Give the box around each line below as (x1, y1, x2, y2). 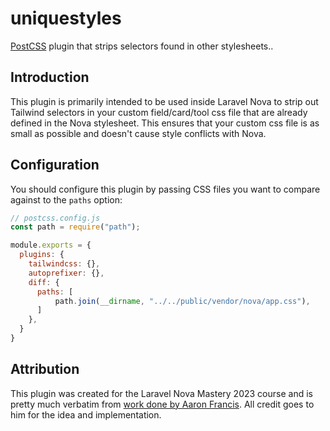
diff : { (28, 277, 60, 287)
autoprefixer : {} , (28, 268, 105, 278)
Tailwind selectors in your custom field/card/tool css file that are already (10, 106, 308, 118)
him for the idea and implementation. (10, 408, 162, 421)
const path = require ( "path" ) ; (10, 222, 141, 232)
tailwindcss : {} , (28, 259, 101, 269)
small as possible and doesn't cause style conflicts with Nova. (10, 127, 267, 139)
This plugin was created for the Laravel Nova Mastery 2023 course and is (10, 387, 313, 399)
